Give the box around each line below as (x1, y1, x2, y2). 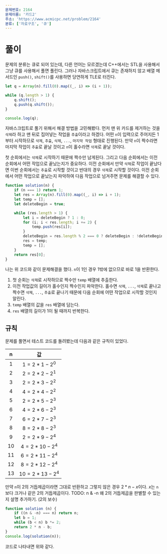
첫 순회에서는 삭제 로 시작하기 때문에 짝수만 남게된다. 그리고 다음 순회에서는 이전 (5, 155, 158, 161)
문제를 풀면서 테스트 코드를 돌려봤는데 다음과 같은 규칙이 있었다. (5, 338, 129, 344)
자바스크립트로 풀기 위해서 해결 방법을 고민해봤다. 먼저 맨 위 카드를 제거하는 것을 (5, 125, 161, 131)
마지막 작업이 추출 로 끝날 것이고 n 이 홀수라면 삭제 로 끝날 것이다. (5, 144, 126, 150)
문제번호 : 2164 (5, 7, 32, 12)
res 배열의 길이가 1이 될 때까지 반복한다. (12, 308, 90, 314)
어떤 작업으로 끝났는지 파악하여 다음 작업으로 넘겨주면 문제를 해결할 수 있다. (14, 173, 161, 179)
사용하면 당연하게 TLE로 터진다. (55, 74, 116, 80)
